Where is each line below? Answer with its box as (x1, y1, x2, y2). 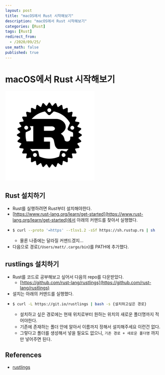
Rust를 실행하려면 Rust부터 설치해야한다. (12, 206, 92, 212)
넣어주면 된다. (25, 336, 52, 342)
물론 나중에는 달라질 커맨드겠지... (19, 238, 83, 244)
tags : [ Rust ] (5, 29, 32, 34)
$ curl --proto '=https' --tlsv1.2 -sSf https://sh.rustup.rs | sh (12, 228, 156, 233)
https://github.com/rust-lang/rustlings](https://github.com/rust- (21, 279, 152, 286)
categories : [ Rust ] (5, 24, 46, 29)
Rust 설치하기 (5, 191, 46, 200)
